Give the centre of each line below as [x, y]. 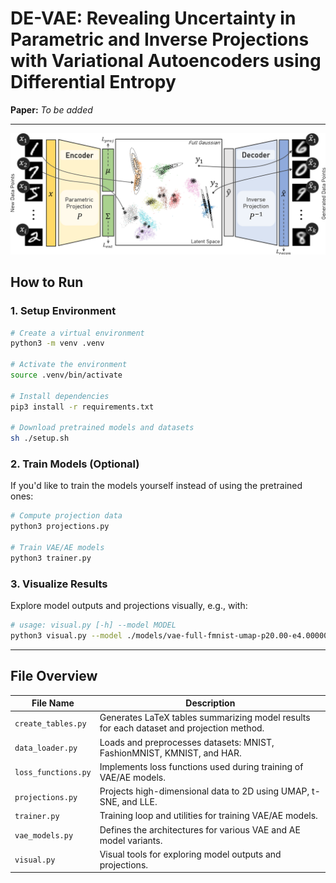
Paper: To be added [51, 109]
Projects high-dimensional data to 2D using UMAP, [204, 791]
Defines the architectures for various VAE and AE [200, 829]
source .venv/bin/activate [66, 375]
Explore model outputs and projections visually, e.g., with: [129, 606]
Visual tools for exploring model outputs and [190, 854]
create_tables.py [50, 723]
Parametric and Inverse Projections [160, 39]
